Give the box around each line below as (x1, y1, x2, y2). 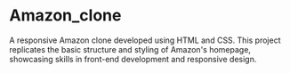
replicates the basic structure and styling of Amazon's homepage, (9, 44, 252, 54)
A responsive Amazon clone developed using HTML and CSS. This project (9, 35, 281, 45)
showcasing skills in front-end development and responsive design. (9, 53, 257, 64)
